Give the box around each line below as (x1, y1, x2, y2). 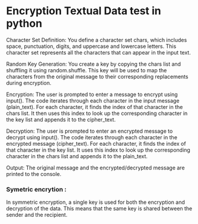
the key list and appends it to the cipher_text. (6, 116, 116, 123)
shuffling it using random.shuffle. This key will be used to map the (6, 66, 167, 73)
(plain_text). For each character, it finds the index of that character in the (6, 103, 183, 110)
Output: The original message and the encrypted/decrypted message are (6, 164, 185, 171)
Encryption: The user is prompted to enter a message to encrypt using (6, 91, 178, 98)
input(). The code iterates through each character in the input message (6, 97, 180, 104)
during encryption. (6, 79, 52, 87)
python (6, 17, 43, 30)
